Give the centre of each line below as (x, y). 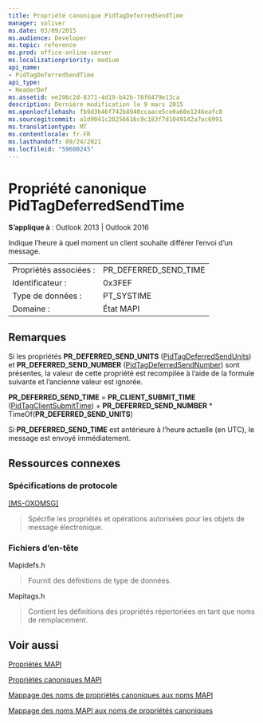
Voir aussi (33, 645)
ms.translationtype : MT (48, 127)
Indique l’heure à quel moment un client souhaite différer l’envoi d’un (121, 243)
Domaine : (31, 309)
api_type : (25, 82)
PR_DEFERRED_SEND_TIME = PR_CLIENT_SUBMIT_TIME (102, 397)
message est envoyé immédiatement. (70, 438)
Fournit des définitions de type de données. (99, 581)
